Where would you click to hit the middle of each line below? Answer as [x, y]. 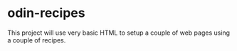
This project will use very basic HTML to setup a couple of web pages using [118, 33]
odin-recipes [46, 13]
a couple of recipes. [37, 40]
